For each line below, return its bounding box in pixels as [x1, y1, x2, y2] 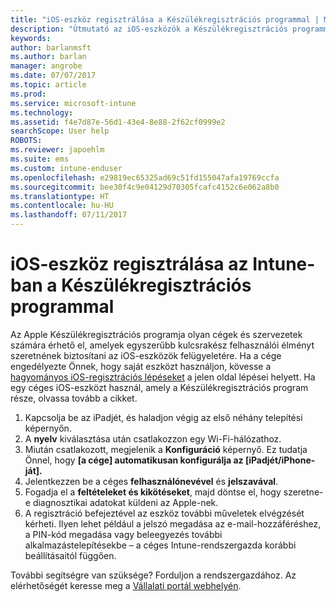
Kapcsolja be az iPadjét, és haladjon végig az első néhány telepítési [24, 411, 303, 423]
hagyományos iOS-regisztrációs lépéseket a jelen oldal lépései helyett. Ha [10, 371, 316, 383]
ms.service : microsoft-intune [10, 98, 137, 108]
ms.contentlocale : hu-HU [10, 201, 114, 211]
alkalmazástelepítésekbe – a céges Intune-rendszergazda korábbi [24, 539, 297, 551]
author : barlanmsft [10, 42, 92, 53]
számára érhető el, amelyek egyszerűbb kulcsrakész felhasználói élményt [10, 339, 315, 351]
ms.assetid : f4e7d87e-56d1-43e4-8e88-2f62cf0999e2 [10, 117, 226, 127]
